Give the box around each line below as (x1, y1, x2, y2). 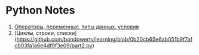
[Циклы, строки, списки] (14, 29, 77, 36)
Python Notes (5, 4, 75, 17)
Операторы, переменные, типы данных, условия (14, 23, 139, 30)
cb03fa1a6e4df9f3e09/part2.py (14, 42, 93, 49)
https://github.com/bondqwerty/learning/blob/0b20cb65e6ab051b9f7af (16, 35, 192, 43)
